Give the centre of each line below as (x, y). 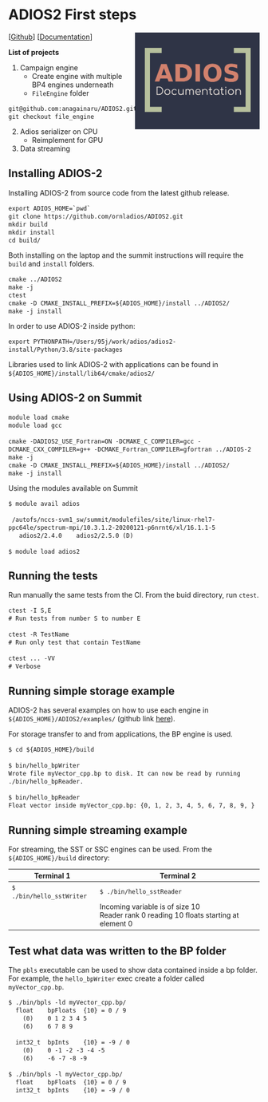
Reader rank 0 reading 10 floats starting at (169, 915)
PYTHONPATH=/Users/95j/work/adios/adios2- (105, 342)
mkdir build (28, 224)
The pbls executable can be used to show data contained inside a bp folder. (133, 970)
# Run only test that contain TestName (75, 643)
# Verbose (25, 667)
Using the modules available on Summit (73, 488)
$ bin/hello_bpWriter (44, 766)
